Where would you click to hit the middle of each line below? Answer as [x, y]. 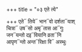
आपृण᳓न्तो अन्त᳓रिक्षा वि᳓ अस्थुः [36, 42]
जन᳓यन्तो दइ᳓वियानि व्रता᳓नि [34, 35]
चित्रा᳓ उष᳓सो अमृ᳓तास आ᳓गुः [35, 28]
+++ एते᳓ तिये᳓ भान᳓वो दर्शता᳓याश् [41, 21]
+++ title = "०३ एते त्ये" [32, 9]
